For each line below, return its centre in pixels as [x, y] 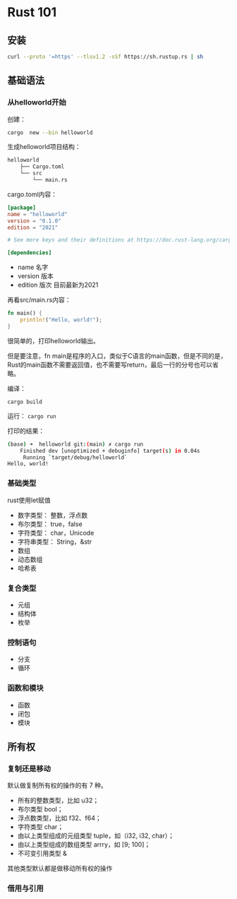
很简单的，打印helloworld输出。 [54, 340]
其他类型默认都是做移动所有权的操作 [60, 869]
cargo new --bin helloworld [50, 132]
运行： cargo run [32, 416]
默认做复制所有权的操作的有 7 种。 [57, 785]
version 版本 [36, 276]
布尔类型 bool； [40, 809]
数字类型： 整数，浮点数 [53, 515]
